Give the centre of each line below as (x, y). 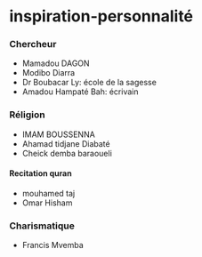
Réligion (28, 115)
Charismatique (42, 226)
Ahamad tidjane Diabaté (66, 143)
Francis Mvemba (53, 245)
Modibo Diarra (48, 73)
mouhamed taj (48, 193)
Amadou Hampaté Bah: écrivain (80, 92)
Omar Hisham (47, 203)
